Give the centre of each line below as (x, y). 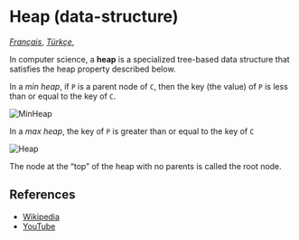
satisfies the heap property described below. (93, 69)
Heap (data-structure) (94, 17)
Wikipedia (41, 216)
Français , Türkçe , (42, 42)
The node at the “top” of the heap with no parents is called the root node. (145, 166)
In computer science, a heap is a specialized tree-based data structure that (150, 59)
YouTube (39, 226)
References (42, 195)
